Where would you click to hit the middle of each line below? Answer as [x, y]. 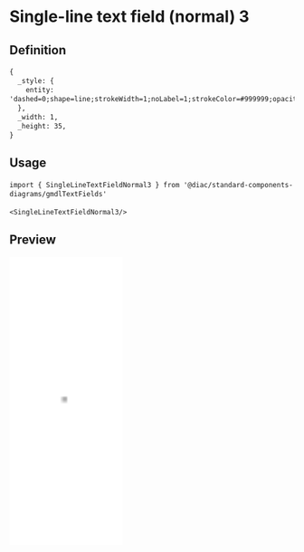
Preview [33, 240]
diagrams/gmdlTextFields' [58, 194]
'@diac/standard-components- [238, 185]
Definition [38, 50]
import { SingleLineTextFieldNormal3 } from [95, 185]
